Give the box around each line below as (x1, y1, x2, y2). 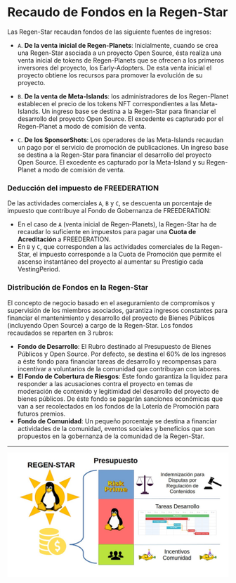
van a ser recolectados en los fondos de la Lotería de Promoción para (17, 402, 220, 410)
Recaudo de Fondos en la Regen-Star (7, 4, 228, 20)
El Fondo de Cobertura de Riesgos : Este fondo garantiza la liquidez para (17, 372, 228, 380)
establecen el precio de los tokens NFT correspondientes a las (17, 99, 199, 108)
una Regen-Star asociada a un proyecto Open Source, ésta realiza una (17, 49, 222, 57)
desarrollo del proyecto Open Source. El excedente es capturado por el (17, 114, 223, 123)
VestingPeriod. (17, 265, 60, 274)
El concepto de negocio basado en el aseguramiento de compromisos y (7, 298, 216, 307)
